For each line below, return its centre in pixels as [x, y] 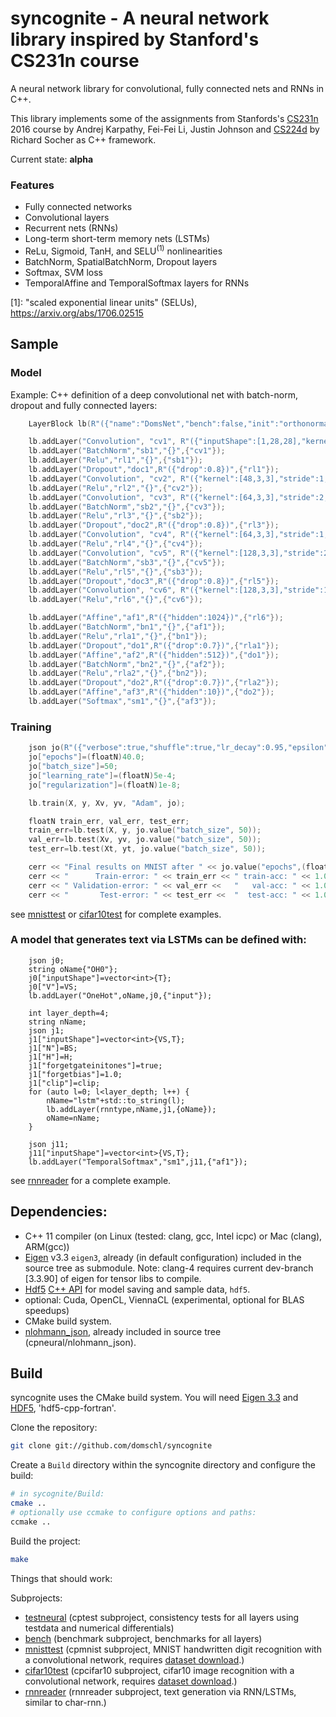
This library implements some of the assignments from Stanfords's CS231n [164, 118]
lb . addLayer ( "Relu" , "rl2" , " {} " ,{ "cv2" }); [115, 488]
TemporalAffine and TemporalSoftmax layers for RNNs [137, 283]
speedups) [47, 1310]
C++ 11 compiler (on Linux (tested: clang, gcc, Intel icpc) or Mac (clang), [173, 1236]
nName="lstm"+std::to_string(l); [116, 1100]
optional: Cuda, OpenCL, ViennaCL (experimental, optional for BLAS [164, 1299]
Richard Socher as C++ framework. [83, 139]
